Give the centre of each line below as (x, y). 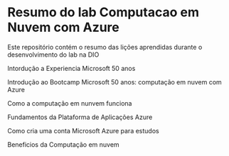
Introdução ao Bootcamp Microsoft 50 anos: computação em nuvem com (114, 82)
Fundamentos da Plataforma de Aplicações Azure (80, 117)
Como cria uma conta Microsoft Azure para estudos (83, 130)
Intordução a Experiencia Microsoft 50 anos (71, 68)
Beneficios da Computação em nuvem (63, 144)
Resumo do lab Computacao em (103, 12)
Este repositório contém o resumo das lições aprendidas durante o (105, 47)
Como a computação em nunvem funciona (70, 103)
